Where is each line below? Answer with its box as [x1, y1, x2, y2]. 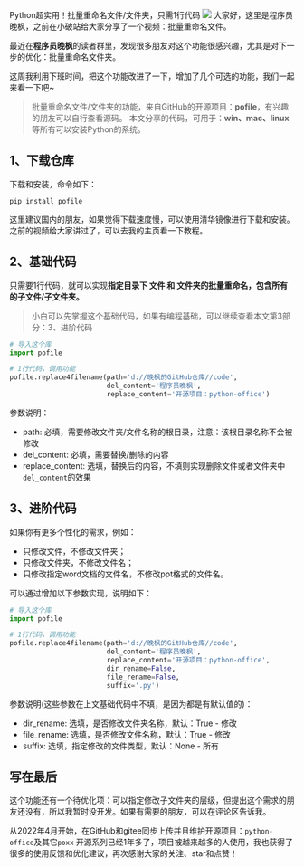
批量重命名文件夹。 [48, 52, 120, 62]
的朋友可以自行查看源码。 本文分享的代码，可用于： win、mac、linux [31, 113, 290, 123]
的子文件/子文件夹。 [9, 291, 84, 302]
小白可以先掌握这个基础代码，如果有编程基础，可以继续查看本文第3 [31, 310, 283, 321]
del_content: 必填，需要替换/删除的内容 [22, 449, 169, 460]
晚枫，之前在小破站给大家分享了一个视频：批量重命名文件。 [9, 21, 232, 32]
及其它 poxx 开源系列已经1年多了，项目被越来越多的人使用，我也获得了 [33, 837, 294, 848]
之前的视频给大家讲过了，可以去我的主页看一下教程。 [9, 224, 208, 235]
